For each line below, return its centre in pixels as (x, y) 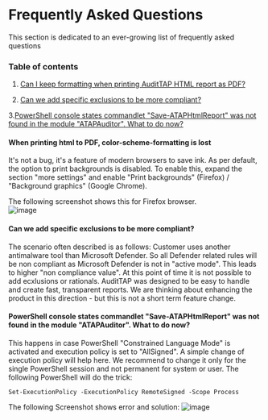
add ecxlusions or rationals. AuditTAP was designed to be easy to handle (129, 281)
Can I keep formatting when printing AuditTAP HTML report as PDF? (132, 84)
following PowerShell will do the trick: (70, 377)
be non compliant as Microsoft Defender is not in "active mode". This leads (132, 264)
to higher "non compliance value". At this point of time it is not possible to (130, 272)
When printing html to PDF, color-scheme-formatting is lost (110, 142)
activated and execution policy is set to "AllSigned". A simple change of (126, 351)
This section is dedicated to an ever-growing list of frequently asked (122, 37)
